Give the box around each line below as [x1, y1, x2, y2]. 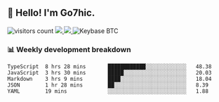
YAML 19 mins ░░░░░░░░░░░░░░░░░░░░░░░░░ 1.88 [7, 88, 209, 95]
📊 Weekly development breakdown [7, 44, 131, 54]
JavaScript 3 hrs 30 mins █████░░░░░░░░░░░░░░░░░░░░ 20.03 [7, 70, 212, 77]
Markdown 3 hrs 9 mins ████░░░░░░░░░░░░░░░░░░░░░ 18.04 [7, 75, 212, 83]
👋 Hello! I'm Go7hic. [7, 7, 95, 19]
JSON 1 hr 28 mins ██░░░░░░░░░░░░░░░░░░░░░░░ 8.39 [7, 82, 209, 89]
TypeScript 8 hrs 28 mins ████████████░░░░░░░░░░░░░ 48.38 [7, 63, 212, 70]
